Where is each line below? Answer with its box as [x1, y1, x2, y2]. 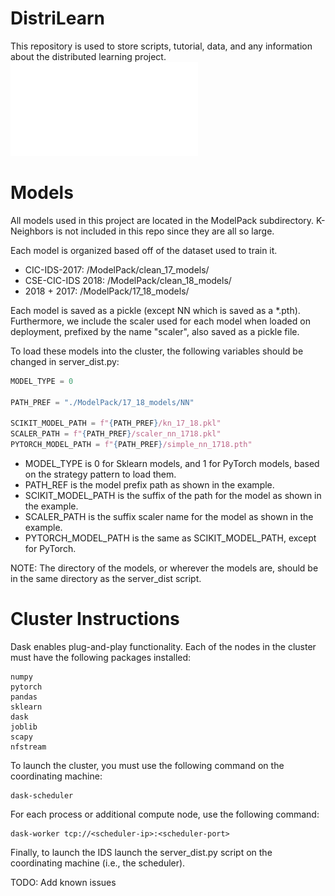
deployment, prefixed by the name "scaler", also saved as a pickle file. [10, 325, 300, 337]
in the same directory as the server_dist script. [10, 573, 202, 584]
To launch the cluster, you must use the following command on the [10, 759, 285, 771]
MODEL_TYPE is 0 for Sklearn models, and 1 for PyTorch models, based [24, 458, 320, 469]
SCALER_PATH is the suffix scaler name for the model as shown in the [24, 511, 314, 522]
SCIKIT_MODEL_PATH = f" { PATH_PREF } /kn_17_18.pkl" [10, 418, 222, 429]
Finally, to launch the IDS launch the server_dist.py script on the [10, 846, 273, 858]
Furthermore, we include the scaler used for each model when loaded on [10, 315, 311, 327]
